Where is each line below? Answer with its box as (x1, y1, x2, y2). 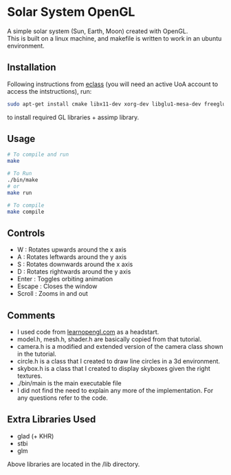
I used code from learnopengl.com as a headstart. (16, 328, 159, 336)
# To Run (7, 170, 32, 177)
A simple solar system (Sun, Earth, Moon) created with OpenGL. (7, 27, 188, 35)
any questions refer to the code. (16, 394, 109, 402)
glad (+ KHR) (16, 432, 54, 440)
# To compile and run (7, 151, 69, 159)
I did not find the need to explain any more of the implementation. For (16, 387, 214, 395)
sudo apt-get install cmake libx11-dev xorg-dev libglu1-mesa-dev (7, 101, 201, 108)
